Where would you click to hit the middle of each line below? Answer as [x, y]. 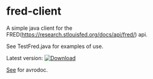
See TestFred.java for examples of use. [55, 46]
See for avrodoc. [27, 70]
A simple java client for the [39, 28]
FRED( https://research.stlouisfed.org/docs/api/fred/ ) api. [77, 34]
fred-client [34, 11]
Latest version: [25, 58]
